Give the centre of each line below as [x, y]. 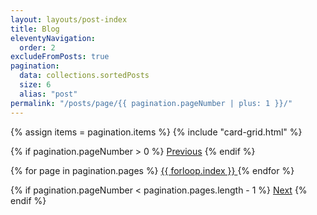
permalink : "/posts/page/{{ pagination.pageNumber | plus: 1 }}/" [151, 103]
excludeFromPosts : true [60, 57]
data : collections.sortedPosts [84, 76]
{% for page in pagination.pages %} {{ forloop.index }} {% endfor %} [152, 170]
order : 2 [37, 47]
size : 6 [35, 85]
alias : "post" [48, 94]
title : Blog [35, 29]
